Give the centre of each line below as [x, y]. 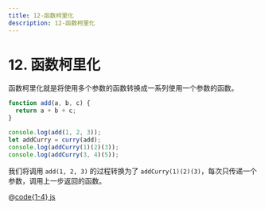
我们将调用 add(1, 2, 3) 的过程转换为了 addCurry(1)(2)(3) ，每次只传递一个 [132, 171]
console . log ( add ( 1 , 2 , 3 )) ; [55, 133]
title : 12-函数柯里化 [41, 15]
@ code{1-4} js [32, 196]
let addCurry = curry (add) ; [55, 140]
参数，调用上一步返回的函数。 [57, 180]
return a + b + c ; [46, 111]
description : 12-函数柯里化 [52, 23]
